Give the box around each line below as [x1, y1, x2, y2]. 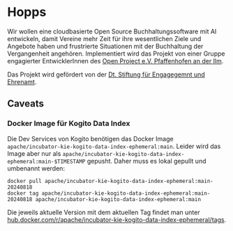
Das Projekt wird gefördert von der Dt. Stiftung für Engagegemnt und [7, 70, 206, 79]
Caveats [7, 98, 44, 110]
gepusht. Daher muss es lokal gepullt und [87, 157, 206, 165]
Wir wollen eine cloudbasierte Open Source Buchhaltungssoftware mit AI [7, 27, 217, 35]
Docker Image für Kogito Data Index [7, 119, 130, 129]
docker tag [7, 189, 39, 197]
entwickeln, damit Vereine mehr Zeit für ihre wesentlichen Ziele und [7, 34, 202, 42]
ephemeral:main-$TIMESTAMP [7, 158, 86, 165]
